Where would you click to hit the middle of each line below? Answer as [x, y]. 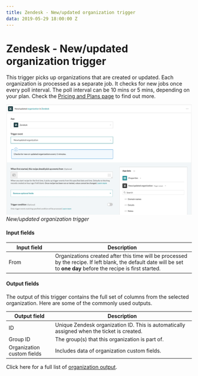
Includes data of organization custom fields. [108, 351]
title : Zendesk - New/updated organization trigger [71, 12]
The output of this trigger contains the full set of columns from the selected [98, 297]
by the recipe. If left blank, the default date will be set [119, 262]
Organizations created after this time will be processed [121, 256]
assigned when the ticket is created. [99, 331]
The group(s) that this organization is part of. [109, 339]
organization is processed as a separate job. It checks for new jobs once [94, 84]
